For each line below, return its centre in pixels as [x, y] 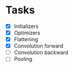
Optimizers [27, 33]
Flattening [26, 40]
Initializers [26, 26]
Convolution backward [41, 52]
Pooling [23, 59]
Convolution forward [38, 46]
